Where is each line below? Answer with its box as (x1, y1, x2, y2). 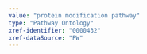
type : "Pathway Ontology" (8, 19, 94, 27)
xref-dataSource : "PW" (8, 33, 83, 42)
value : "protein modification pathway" (8, 11, 141, 20)
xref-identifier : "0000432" (8, 26, 102, 34)
